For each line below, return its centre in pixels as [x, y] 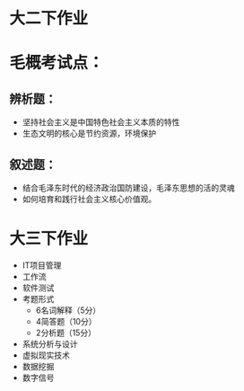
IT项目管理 [42, 265]
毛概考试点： [57, 63]
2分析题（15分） [66, 333]
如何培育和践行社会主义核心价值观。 [89, 199]
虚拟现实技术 [46, 355]
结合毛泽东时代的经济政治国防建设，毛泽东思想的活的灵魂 [128, 188]
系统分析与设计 [50, 343]
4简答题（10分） [66, 321]
